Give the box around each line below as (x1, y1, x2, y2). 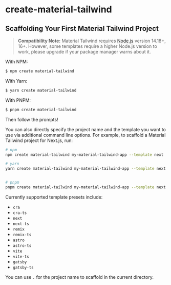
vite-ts (12, 254, 29, 259)
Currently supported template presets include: (5, 194, 103, 200)
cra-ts (12, 210, 27, 216)
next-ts (12, 221, 29, 226)
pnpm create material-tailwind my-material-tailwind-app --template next (5, 185, 166, 190)
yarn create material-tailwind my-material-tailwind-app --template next (5, 166, 166, 171)
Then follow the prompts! (5, 116, 58, 122)
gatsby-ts (12, 265, 34, 270)
